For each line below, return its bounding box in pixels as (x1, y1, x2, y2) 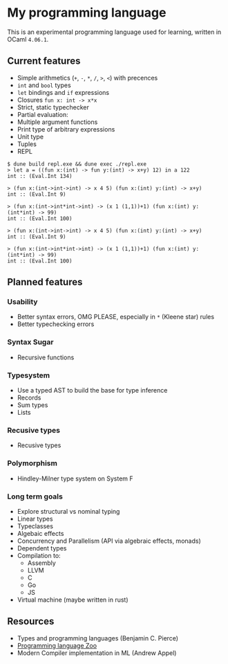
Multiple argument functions (17, 118, 98, 126)
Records (17, 393, 41, 402)
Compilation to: (17, 551, 61, 559)
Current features (7, 55, 81, 67)
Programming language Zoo (17, 641, 97, 649)
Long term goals (7, 492, 64, 501)
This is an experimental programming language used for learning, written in (7, 28, 222, 36)
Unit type (17, 132, 44, 141)
